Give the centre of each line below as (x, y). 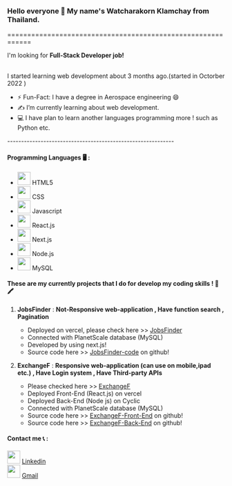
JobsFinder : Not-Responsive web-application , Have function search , (120, 309)
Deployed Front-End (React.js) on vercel (85, 393)
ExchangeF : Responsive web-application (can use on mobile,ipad (114, 365)
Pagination (33, 316)
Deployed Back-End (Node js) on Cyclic (84, 400)
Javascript (47, 211)
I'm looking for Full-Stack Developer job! (66, 55)
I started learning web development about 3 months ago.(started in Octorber (116, 76)
